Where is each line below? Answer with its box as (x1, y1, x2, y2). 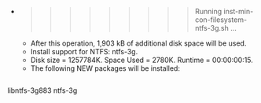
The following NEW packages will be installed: (30, 64, 180, 73)
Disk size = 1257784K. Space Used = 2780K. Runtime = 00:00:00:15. (30, 55, 253, 64)
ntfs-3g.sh (194, 24, 229, 32)
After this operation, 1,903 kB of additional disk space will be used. (30, 39, 247, 48)
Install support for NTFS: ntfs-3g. (30, 47, 138, 56)
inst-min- (222, 7, 254, 16)
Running (194, 7, 222, 16)
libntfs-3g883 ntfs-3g (7, 86, 78, 95)
